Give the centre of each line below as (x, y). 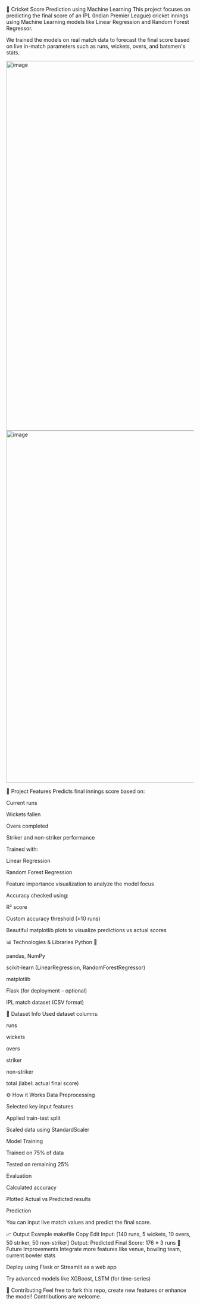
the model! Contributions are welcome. (54, 1296)
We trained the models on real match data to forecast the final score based (98, 40)
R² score (17, 907)
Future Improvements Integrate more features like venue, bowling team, (94, 1249)
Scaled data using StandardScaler (48, 1130)
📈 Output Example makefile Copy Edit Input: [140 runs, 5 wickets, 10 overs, (99, 1234)
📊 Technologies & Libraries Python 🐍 (52, 942)
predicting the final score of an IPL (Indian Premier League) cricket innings (97, 16)
